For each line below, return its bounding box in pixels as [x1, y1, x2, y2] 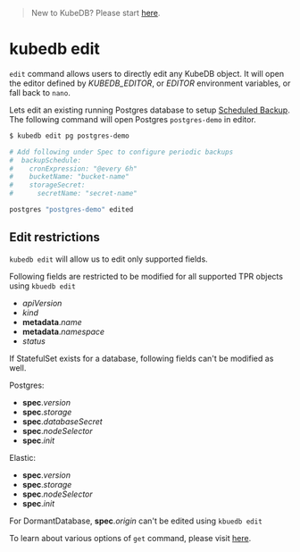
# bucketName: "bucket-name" [9, 172, 129, 181]
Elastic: [9, 452, 37, 463]
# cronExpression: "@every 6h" [9, 164, 138, 173]
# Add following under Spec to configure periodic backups [9, 147, 234, 156]
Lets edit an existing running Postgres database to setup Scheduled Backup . [9, 105, 290, 115]
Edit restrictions [9, 230, 101, 245]
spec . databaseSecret [21, 415, 103, 427]
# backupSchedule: [9, 155, 82, 164]
